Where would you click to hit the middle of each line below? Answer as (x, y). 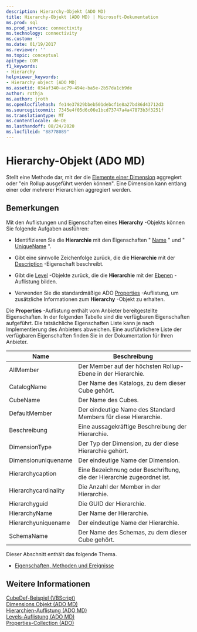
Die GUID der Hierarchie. (112, 503)
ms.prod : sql (22, 22)
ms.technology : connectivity (42, 34)
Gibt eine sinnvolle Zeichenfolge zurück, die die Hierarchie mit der (95, 258)
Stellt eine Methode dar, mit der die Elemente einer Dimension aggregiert (94, 177)
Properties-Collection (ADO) (40, 623)
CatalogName (28, 387)
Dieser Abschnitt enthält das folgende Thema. (62, 554)
